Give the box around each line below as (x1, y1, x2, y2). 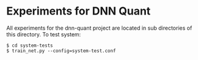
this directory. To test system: (6, 30, 81, 38)
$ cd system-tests (6, 42, 53, 48)
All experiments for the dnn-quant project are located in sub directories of (6, 24, 193, 32)
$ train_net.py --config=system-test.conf (6, 47, 116, 54)
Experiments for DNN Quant (6, 4, 151, 18)
